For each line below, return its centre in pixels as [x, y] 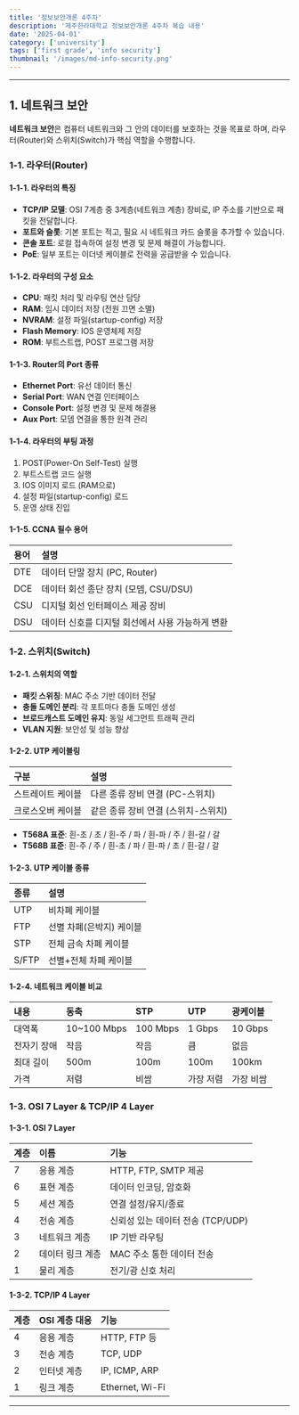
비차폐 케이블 [74, 911]
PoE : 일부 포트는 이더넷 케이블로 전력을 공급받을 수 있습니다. [126, 254]
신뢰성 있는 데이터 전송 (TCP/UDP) [179, 1220]
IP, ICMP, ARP [130, 1370]
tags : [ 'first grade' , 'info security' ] [85, 51]
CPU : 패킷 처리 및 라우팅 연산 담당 [81, 298]
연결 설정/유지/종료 [147, 1204]
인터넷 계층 [61, 1370]
